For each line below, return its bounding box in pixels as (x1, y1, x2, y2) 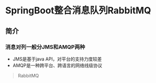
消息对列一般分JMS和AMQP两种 (5, 43, 85, 50)
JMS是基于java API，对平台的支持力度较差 (12, 56, 102, 62)
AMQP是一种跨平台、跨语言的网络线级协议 (12, 62, 102, 68)
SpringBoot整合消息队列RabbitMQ (5, 5, 151, 16)
